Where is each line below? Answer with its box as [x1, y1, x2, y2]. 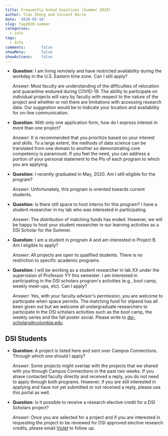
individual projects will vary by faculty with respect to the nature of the [12, 94, 158, 100]
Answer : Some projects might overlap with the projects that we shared [12, 363, 158, 369]
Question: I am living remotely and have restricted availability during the [12, 68, 162, 74]
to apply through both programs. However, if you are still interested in [12, 379, 156, 385]
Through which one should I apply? [12, 353, 86, 359]
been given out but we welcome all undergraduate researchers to [12, 304, 148, 310]
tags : [5, 36, 17, 41]
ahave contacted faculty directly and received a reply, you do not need [12, 374, 159, 380]
